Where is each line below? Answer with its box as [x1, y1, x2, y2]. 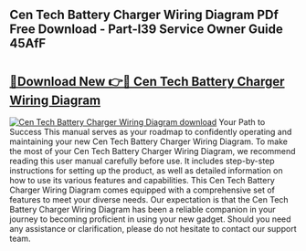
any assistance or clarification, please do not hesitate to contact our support [9, 224, 297, 234]
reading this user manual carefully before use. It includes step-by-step [9, 155, 276, 166]
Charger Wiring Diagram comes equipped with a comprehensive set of [9, 184, 276, 195]
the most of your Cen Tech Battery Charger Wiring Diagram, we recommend [9, 146, 296, 156]
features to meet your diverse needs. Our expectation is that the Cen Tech [9, 194, 290, 204]
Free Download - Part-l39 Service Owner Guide [9, 22, 283, 37]
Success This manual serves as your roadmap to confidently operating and [9, 127, 292, 137]
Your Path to [218, 117, 266, 127]
